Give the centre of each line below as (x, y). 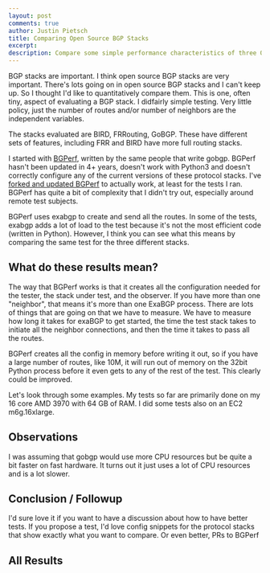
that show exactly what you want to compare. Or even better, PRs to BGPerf (134, 535)
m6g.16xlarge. (31, 411)
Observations (43, 438)
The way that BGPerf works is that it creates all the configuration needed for (135, 287)
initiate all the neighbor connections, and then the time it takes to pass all (129, 329)
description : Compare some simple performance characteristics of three (133, 53)
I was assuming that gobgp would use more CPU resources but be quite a (130, 456)
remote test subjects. (43, 201)
